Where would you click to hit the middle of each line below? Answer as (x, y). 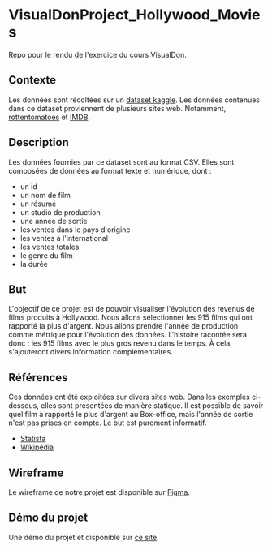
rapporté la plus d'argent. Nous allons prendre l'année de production (123, 326)
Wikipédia (37, 447)
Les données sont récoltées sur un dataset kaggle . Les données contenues (134, 100)
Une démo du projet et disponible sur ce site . (84, 537)
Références (38, 378)
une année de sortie (54, 221)
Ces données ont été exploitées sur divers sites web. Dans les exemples (129, 397)
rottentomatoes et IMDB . (50, 117)
